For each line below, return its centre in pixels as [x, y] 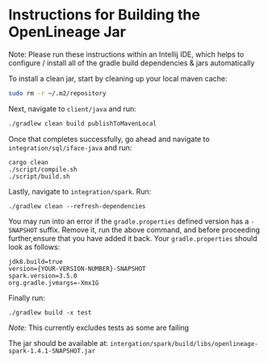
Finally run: [27, 298]
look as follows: [34, 247]
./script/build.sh [39, 176]
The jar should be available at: [59, 343]
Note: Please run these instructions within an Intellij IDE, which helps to [126, 54]
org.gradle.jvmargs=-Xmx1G [54, 283]
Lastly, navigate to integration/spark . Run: [80, 191]
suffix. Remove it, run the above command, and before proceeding [150, 229]
